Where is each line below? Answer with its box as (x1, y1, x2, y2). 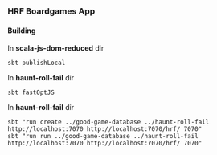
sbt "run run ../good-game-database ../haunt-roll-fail (7, 133, 199, 141)
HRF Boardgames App (7, 6, 96, 17)
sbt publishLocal (7, 59, 66, 67)
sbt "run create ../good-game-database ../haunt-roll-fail (7, 118, 210, 126)
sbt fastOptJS (7, 88, 55, 97)
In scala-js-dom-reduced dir (7, 43, 104, 53)
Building (7, 26, 36, 35)
